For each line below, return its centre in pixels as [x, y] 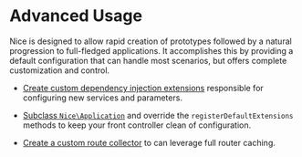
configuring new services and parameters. [102, 98]
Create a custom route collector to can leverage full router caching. [149, 142]
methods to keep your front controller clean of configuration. [137, 125]
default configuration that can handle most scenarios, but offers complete [148, 60]
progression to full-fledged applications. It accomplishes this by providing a [151, 50]
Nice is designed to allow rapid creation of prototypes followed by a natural [151, 41]
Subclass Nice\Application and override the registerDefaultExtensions [158, 115]
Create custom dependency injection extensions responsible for [143, 88]
